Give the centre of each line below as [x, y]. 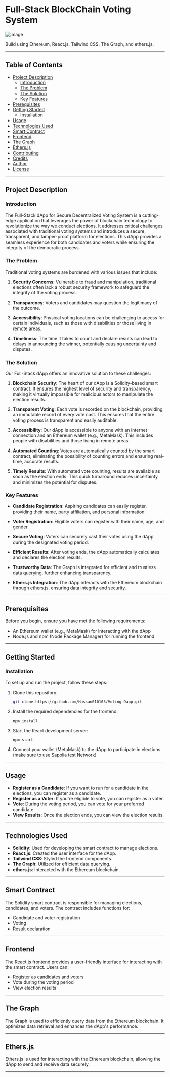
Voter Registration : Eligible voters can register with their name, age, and [88, 522]
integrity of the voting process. [45, 292]
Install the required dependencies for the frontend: [65, 711]
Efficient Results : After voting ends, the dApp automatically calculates [86, 552]
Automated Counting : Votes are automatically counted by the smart [84, 451]
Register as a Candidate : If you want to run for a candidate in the [80, 788]
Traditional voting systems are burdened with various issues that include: [81, 272]
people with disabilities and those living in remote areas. [71, 441]
